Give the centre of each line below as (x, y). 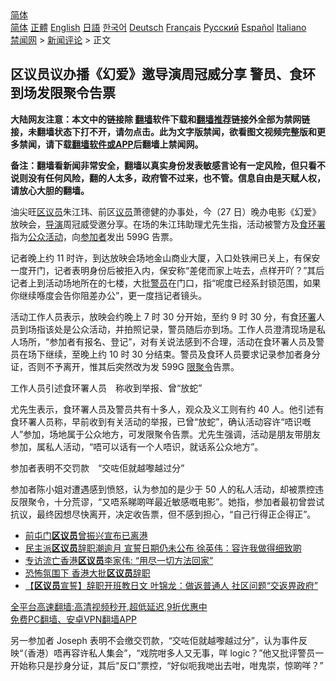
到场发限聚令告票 (63, 93)
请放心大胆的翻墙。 (50, 190)
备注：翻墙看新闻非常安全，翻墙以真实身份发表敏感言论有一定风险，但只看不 (168, 165)
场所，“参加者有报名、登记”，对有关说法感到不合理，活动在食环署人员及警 (171, 341)
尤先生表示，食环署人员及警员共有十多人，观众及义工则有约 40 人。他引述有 (167, 409)
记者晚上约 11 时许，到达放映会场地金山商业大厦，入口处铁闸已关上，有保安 (165, 258)
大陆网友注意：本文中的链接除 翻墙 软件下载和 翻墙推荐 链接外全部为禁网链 (160, 119)
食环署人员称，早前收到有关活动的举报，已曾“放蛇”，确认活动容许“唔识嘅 (161, 421)
